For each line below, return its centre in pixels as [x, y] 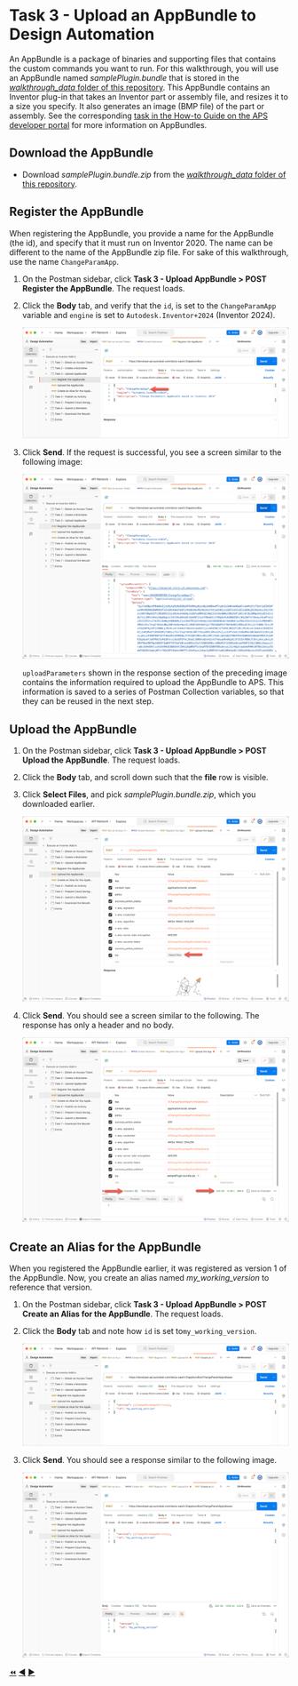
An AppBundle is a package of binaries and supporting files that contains [143, 59]
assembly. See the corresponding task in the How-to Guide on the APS [139, 116]
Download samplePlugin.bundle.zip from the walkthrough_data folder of [154, 174]
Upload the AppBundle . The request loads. [101, 760]
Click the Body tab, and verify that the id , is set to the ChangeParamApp [149, 305]
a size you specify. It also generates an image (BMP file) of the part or [137, 106]
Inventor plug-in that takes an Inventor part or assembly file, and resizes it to [149, 96]
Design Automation [82, 34]
